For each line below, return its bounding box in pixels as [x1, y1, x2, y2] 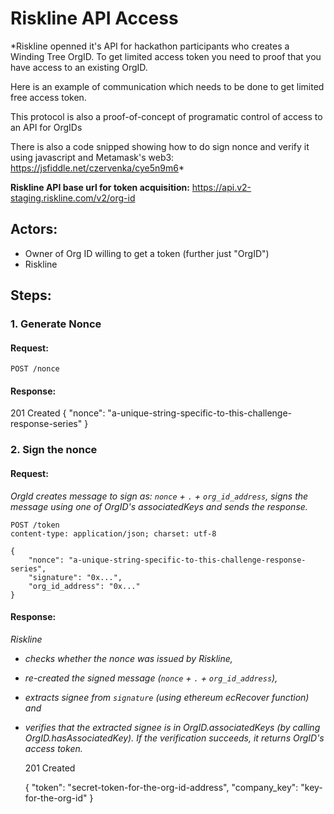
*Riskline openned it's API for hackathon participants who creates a [10, 40, 290, 52]
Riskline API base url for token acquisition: [10, 181, 190, 193]
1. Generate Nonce [10, 317, 102, 331]
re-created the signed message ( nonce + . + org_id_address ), [24, 672, 278, 684]
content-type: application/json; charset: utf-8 [10, 528, 217, 539]
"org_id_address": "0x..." [28, 581, 141, 591]
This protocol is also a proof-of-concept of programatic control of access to [10, 110, 323, 122]
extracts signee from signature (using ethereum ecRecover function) [24, 691, 310, 703]
